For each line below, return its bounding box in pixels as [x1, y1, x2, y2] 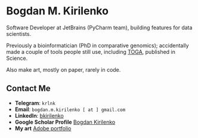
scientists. [6, 30, 32, 37]
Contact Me [6, 84, 51, 94]
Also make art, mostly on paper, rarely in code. [6, 66, 121, 73]
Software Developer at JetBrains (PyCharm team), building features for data [6, 24, 193, 31]
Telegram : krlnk [14, 99, 55, 106]
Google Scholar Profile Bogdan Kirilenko [14, 118, 116, 125]
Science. [6, 54, 28, 62]
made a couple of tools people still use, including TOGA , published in [6, 48, 176, 55]
